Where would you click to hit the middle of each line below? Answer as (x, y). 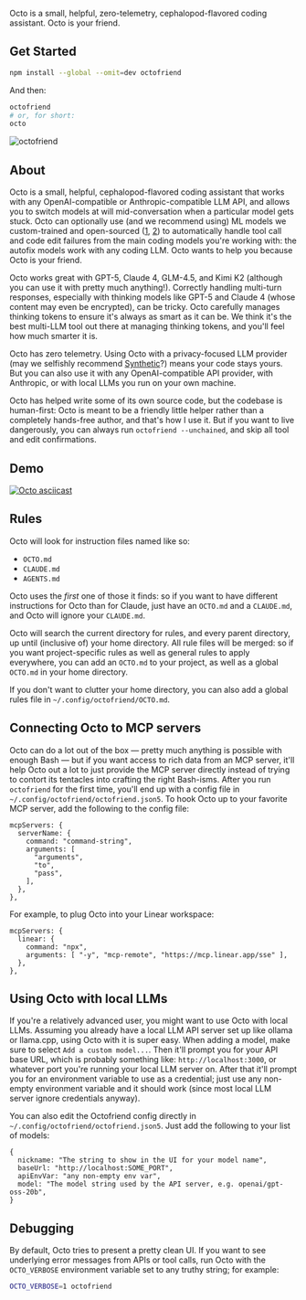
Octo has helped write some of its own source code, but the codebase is (146, 400)
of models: (30, 1135)
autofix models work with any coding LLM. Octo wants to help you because (151, 250)
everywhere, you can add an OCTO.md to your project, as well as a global (144, 662)
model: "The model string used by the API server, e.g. (126, 1184)
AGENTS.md (42, 579)
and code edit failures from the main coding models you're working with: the (153, 240)
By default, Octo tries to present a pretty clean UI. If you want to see (138, 1251)
